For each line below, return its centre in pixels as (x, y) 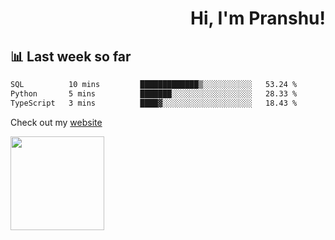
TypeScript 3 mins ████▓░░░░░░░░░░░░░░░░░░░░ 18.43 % (154, 103)
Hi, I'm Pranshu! (257, 18)
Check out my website (56, 122)
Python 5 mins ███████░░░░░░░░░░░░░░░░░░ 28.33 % (154, 93)
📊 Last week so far (71, 56)
